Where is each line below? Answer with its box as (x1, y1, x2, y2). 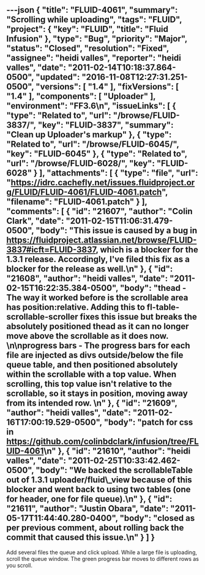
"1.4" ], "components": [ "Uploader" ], (6, 91, 156, 102)
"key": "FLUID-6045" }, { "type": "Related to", (6, 149, 188, 159)
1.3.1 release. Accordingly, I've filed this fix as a (6, 254, 190, 264)
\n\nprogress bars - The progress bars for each (6, 341, 191, 351)
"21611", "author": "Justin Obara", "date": (6, 503, 169, 514)
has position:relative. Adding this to (6, 302, 146, 312)
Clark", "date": (6, 216, 64, 226)
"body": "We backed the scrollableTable (35, 465, 193, 476)
